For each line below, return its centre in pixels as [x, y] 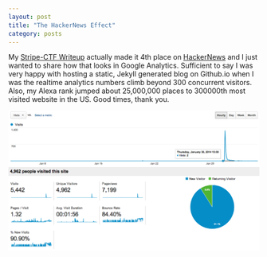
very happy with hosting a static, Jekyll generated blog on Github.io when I [131, 74]
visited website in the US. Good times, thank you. [89, 99]
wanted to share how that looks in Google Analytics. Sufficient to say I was [131, 66]
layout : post [30, 17]
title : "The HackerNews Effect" [62, 25]
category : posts [35, 33]
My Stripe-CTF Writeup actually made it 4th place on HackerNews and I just [133, 57]
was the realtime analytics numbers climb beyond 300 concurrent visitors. [130, 83]
